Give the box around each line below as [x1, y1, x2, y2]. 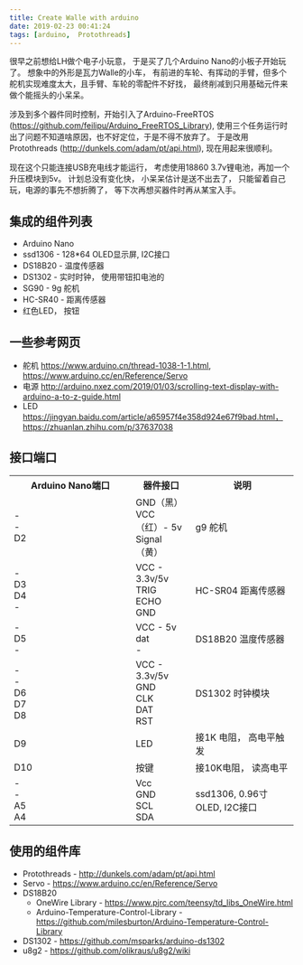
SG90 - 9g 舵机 [22, 283, 80, 294]
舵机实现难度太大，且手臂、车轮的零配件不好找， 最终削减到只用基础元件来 [9, 79, 289, 89]
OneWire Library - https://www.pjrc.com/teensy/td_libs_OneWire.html [35, 896, 294, 908]
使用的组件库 [9, 844, 81, 859]
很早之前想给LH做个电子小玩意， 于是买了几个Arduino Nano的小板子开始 [9, 56, 279, 67]
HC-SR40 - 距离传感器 [22, 295, 106, 305]
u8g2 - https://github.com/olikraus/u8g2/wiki [22, 945, 191, 956]
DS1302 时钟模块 [195, 687, 271, 699]
